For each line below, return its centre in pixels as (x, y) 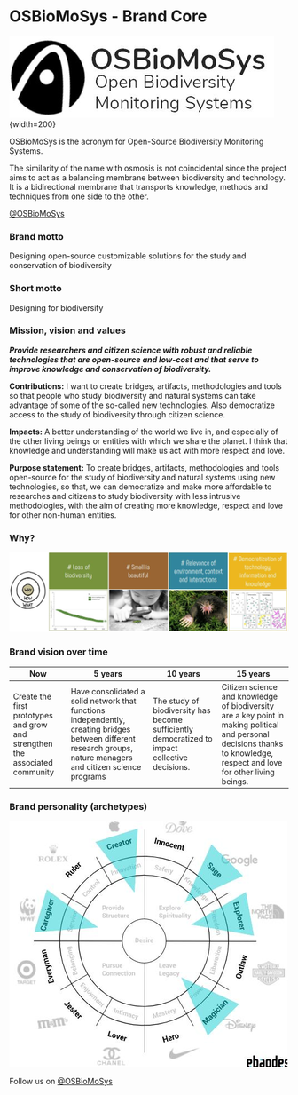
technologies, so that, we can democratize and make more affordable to (141, 487)
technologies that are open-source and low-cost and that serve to (134, 359)
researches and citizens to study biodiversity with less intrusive (125, 496)
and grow (30, 725)
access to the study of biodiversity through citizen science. (118, 414)
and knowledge (249, 696)
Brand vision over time (59, 652)
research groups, (102, 749)
